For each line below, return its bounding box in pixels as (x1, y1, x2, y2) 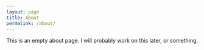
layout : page (6, 9, 40, 15)
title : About (6, 15, 40, 21)
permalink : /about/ (6, 20, 56, 26)
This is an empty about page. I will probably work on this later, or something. (6, 37, 199, 45)
